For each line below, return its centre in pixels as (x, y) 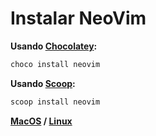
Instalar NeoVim (78, 18)
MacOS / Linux (41, 121)
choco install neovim (55, 64)
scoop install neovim (55, 102)
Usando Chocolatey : (54, 46)
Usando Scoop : (43, 83)
